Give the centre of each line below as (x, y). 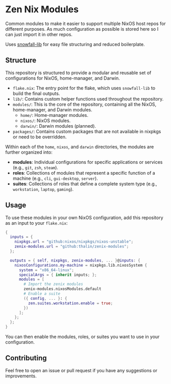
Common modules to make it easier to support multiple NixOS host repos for (86, 23)
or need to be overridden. (40, 137)
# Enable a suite (42, 294)
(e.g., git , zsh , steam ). (35, 167)
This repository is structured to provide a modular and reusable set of (78, 73)
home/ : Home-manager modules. (54, 115)
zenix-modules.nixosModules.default (63, 289)
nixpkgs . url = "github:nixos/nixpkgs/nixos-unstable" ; (74, 242)
